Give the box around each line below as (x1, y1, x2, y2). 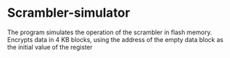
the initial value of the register (7, 43, 93, 51)
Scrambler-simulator (7, 5, 130, 21)
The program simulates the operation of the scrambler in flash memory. (7, 28, 213, 36)
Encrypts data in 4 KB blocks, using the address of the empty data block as (7, 35, 224, 43)
